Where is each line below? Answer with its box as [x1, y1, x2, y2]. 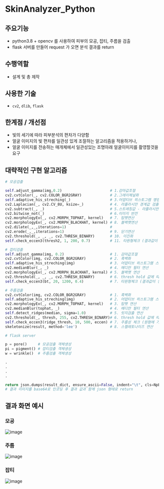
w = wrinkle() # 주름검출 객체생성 [5, 351, 72, 356]
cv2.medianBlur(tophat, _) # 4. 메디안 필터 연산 [5, 306, 149, 311]
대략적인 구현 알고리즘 [5, 166, 67, 174]
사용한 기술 [5, 90, 37, 98]
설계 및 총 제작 [12, 73, 40, 79]
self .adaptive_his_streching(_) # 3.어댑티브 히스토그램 [5, 197, 151, 202]
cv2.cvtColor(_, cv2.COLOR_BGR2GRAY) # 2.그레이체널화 [5, 193, 139, 198]
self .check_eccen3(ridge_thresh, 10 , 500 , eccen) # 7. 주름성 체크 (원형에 [5, 320, 155, 325]
